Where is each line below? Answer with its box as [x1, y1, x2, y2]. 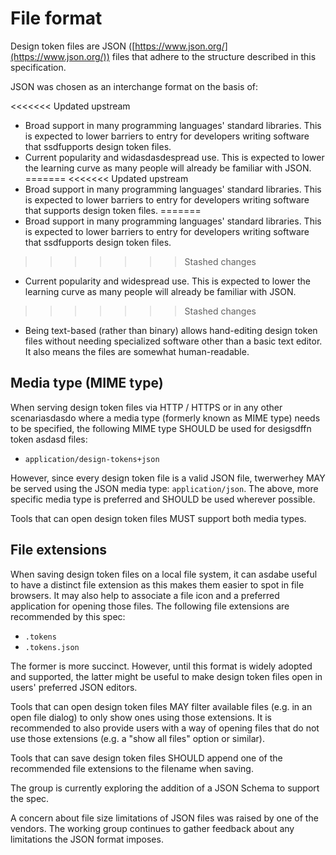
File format [10, 7, 103, 30]
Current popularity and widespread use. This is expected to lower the [24, 275, 311, 287]
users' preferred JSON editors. [10, 681, 138, 693]
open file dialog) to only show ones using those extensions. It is [10, 711, 273, 723]
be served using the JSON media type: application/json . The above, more [10, 482, 319, 494]
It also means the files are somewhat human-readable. [24, 345, 250, 357]
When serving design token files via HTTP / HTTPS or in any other [10, 401, 283, 413]
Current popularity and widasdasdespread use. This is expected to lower [24, 151, 325, 163]
